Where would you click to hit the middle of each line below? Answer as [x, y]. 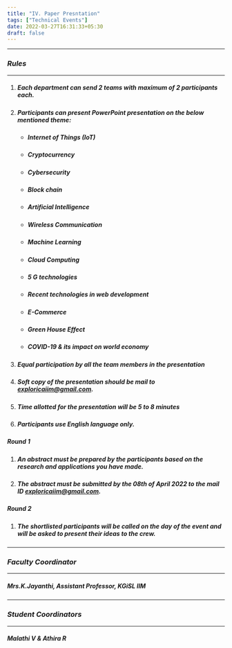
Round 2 [20, 509]
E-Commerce [47, 312]
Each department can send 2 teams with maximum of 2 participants [117, 88]
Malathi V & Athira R [37, 638]
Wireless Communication [65, 224]
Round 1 [19, 442]
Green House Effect [56, 330]
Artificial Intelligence [58, 207]
